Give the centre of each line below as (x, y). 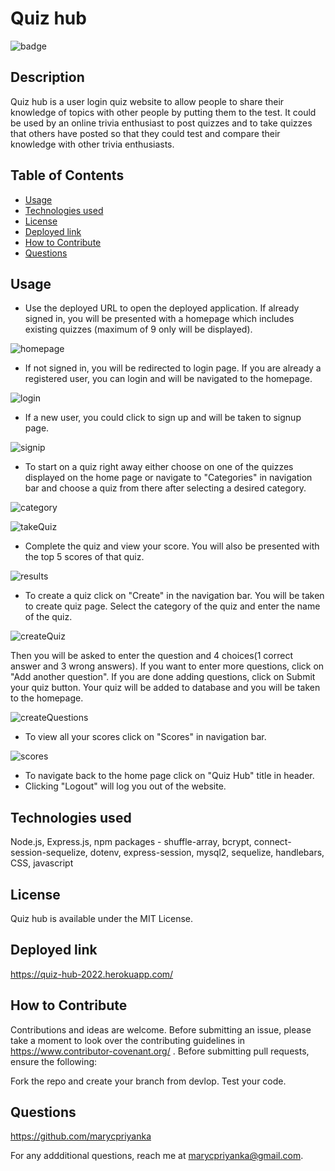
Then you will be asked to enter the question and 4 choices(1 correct (152, 656)
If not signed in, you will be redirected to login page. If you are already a (173, 368)
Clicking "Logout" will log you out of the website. (125, 786)
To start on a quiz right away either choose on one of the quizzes (159, 467)
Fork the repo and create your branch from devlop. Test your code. (148, 1081)
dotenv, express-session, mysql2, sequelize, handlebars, (207, 853)
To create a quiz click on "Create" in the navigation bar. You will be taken (174, 596)
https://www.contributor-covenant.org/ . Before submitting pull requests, (160, 1051)
